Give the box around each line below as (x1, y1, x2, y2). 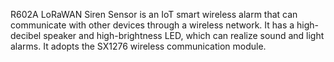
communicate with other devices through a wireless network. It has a (10, 19, 295, 31)
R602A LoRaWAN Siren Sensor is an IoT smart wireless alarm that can (10, 9, 298, 20)
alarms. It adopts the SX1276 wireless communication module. (10, 40, 267, 52)
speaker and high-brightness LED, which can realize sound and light (43, 30, 325, 41)
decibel (10, 30, 42, 41)
